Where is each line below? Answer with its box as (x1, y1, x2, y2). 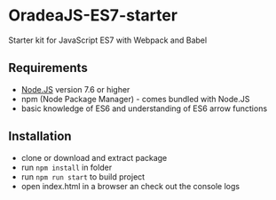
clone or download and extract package (20, 152, 168, 163)
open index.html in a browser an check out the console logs (20, 180, 241, 191)
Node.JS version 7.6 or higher (20, 84, 130, 94)
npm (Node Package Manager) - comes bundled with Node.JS (20, 93, 250, 104)
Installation (8, 129, 72, 144)
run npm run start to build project (20, 171, 146, 182)
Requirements (8, 60, 88, 76)
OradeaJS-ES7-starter (8, 5, 178, 26)
